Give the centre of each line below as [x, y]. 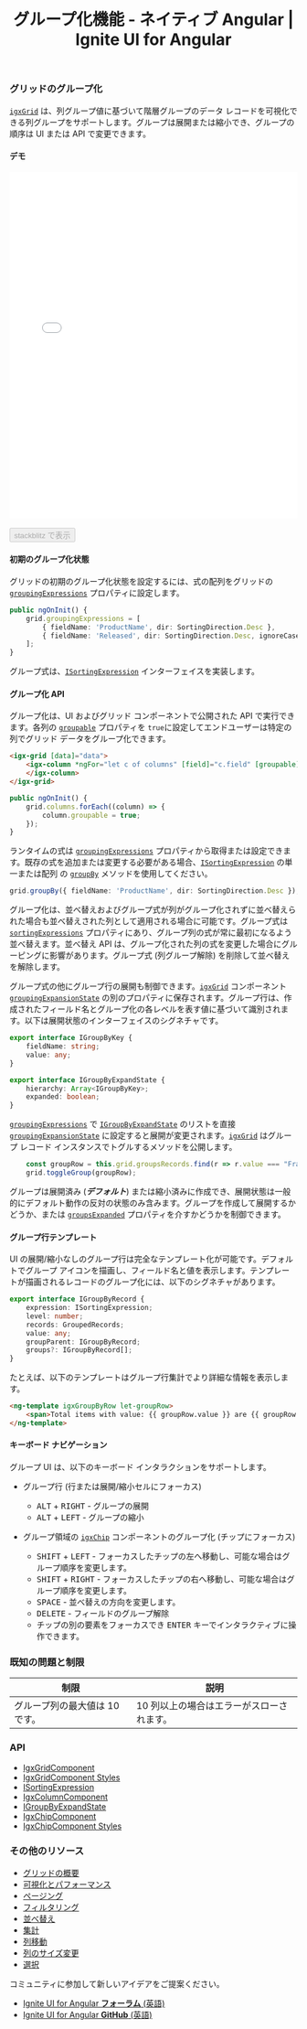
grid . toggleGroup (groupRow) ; [81, 1173]
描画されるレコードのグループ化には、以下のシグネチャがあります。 [153, 1282]
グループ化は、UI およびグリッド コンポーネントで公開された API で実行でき [152, 716]
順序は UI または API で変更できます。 [80, 134]
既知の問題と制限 [47, 1662]
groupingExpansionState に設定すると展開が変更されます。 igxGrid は [139, 1135]
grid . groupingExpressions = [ [84, 618]
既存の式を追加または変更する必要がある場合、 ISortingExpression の [154, 863]
